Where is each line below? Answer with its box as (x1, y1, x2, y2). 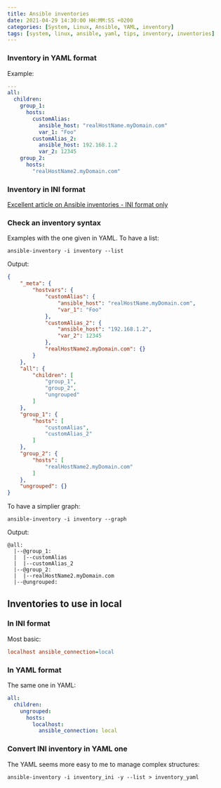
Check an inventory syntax (7, 218, 102, 228)
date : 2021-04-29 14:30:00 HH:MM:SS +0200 (7, 17, 133, 24)
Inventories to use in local (7, 597, 122, 609)
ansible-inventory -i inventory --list (7, 248, 124, 255)
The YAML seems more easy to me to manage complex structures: (7, 760, 200, 768)
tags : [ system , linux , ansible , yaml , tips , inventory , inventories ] (7, 30, 215, 37)
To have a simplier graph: (7, 502, 81, 511)
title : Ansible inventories (7, 10, 90, 18)
